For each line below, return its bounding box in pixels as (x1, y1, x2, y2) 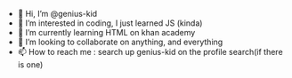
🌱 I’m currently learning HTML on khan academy (17, 27, 196, 37)
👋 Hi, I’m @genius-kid (17, 9, 98, 19)
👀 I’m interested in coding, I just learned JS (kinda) (17, 18, 203, 28)
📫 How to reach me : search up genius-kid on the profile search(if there (17, 47, 283, 57)
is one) (17, 59, 44, 70)
